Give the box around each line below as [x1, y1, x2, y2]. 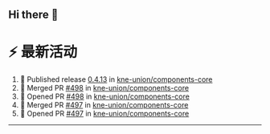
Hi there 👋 [8, 8, 59, 22]
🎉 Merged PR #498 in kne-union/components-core [19, 83, 190, 93]
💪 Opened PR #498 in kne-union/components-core [19, 91, 190, 101]
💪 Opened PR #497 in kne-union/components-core [19, 109, 190, 119]
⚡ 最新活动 [8, 43, 78, 61]
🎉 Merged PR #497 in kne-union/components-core [19, 100, 189, 110]
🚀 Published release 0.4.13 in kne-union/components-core [19, 75, 213, 84]
